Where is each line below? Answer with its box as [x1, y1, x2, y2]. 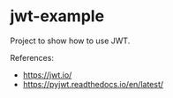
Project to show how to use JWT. [10, 35, 131, 46]
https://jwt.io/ [22, 69, 72, 80]
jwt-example [10, 6, 105, 26]
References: [10, 52, 54, 63]
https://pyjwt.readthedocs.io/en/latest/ [22, 79, 164, 89]
